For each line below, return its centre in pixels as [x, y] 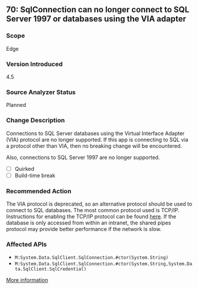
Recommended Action [39, 191]
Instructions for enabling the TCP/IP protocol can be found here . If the [91, 216]
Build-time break [35, 175]
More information [27, 280]
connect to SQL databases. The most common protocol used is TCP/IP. [93, 210]
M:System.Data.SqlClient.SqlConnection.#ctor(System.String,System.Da [103, 264]
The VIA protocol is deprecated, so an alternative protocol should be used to [99, 204]
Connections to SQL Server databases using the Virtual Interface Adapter [95, 133]
